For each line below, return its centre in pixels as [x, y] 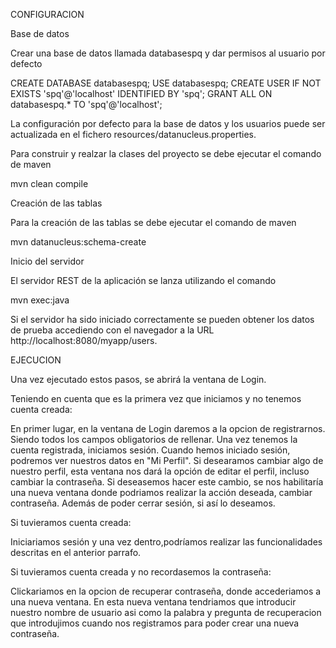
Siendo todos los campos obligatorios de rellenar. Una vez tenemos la [154, 439]
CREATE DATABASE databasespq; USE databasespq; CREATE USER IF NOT [166, 83]
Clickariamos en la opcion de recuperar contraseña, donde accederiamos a [166, 591]
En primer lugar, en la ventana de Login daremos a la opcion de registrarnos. [168, 428]
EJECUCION [36, 360]
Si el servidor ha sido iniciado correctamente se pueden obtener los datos [162, 319]
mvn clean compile [49, 183]
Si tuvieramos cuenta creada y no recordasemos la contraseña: [141, 572]
